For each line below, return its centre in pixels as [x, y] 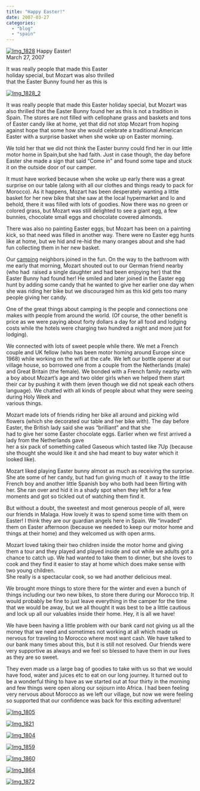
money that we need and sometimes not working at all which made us [92, 632]
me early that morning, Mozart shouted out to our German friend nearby [95, 266]
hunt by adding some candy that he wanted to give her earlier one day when [100, 285]
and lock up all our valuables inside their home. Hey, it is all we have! [90, 614]
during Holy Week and [34, 397]
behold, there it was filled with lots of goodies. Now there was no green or [97, 205]
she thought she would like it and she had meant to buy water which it [92, 453]
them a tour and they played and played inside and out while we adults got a [100, 552]
